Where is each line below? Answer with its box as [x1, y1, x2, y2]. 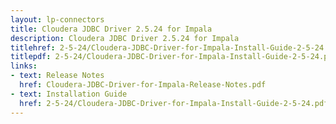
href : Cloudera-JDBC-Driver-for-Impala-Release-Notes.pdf [19, 80, 267, 90]
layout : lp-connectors [10, 14, 105, 25]
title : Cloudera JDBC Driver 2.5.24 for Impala [10, 24, 213, 34]
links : [10, 61, 38, 71]
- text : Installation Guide [10, 89, 128, 99]
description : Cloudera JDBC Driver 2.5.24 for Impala [10, 33, 240, 43]
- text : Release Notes [10, 71, 105, 81]
